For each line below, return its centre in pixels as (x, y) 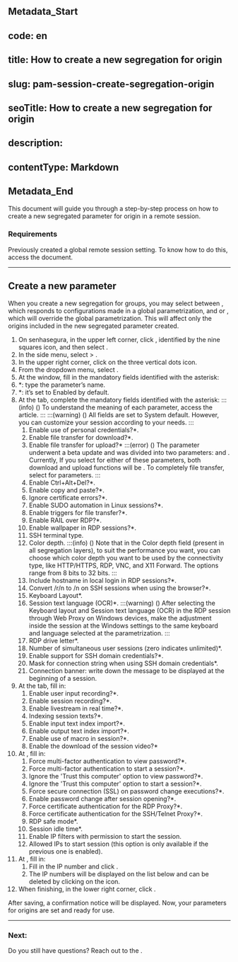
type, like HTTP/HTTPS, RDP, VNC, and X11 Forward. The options (124, 565)
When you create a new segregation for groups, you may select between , (116, 303)
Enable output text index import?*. (79, 731)
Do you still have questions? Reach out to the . (76, 950)
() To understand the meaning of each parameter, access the (124, 407)
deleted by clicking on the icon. (75, 881)
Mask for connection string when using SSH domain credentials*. (123, 663)
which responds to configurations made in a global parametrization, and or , (118, 310)
